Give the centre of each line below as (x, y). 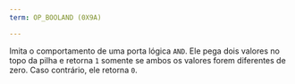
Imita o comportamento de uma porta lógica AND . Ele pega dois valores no (144, 51)
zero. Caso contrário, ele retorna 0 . (73, 70)
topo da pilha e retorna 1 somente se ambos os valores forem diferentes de (147, 60)
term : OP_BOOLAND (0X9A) (55, 17)
